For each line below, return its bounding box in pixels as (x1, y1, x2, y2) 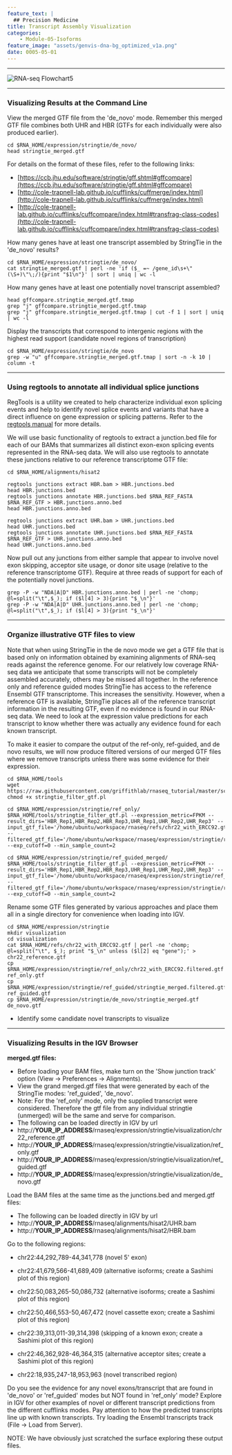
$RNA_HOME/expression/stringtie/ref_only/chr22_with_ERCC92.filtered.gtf (7, 966, 224, 973)
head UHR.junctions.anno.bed (7, 541, 91, 549)
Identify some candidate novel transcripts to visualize (17, 1014, 169, 1022)
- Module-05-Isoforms (19, 36, 81, 43)
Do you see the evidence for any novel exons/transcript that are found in (7, 1384, 213, 1392)
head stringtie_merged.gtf (7, 148, 85, 155)
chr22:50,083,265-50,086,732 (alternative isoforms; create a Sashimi (17, 1287, 215, 1296)
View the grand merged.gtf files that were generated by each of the (17, 1082, 210, 1090)
